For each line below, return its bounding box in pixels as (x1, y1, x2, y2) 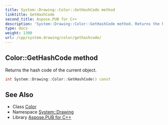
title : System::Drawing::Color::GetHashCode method (5, 7, 115, 12)
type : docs (5, 26, 28, 31)
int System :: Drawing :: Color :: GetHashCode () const (5, 76, 111, 81)
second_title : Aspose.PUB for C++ (5, 16, 77, 21)
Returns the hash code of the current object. (5, 67, 97, 73)
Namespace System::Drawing (12, 109, 74, 115)
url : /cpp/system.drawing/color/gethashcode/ (5, 35, 101, 40)
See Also (5, 90, 33, 99)
